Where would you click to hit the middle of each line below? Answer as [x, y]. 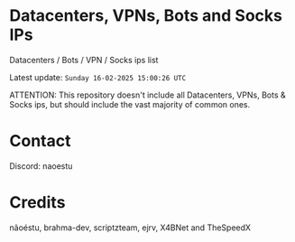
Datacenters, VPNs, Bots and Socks [146, 16]
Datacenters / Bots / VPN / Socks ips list [84, 60]
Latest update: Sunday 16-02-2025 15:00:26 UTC [98, 77]
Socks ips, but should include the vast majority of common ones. [130, 104]
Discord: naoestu [41, 166]
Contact [40, 141]
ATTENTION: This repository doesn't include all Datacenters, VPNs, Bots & [147, 95]
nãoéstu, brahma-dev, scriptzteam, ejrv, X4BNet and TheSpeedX [130, 228]
